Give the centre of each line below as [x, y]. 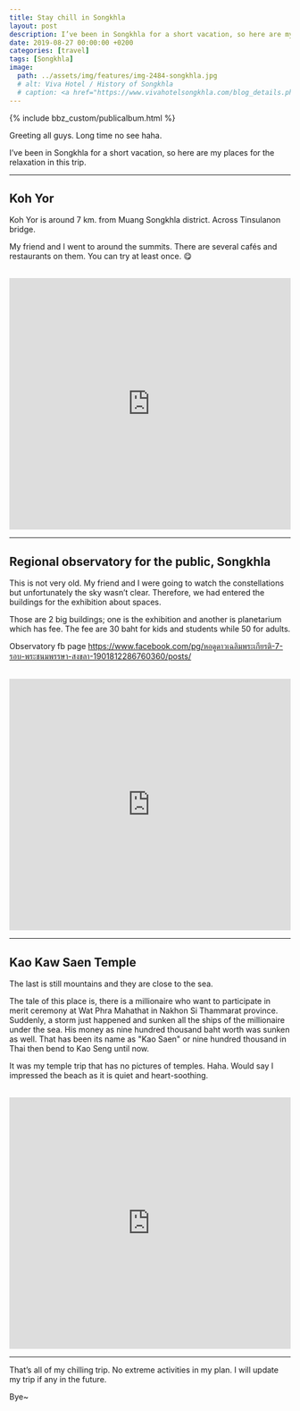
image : [21, 68]
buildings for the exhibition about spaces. [85, 602]
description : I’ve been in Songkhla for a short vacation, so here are [145, 34]
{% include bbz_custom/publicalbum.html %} [92, 118]
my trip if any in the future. [58, 1379]
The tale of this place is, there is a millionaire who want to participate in [140, 1001]
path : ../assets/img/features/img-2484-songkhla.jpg [117, 76]
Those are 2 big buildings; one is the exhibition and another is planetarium [146, 620]
